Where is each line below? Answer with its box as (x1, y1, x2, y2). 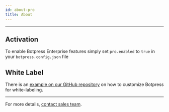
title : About (5, 12, 33, 17)
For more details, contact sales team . (5, 101, 82, 107)
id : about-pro (5, 7, 35, 12)
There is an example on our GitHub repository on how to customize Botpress (5, 81, 164, 87)
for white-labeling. (5, 87, 44, 93)
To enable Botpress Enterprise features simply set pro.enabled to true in (5, 48, 155, 54)
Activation (5, 35, 39, 43)
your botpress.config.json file (5, 53, 69, 60)
